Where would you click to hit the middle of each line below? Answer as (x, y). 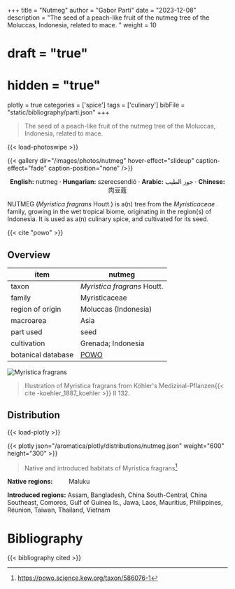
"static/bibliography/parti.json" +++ (58, 112)
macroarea (29, 320)
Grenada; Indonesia (112, 343)
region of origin (36, 309)
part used (27, 331)
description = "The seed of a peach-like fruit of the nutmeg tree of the (108, 18)
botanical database (42, 355)
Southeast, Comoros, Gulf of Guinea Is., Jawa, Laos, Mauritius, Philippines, (115, 503)
